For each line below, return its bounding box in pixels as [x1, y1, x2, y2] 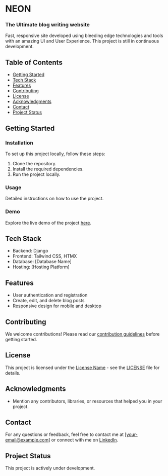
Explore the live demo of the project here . [5, 219, 92, 226]
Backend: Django [12, 248, 48, 254]
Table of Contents [5, 58, 63, 66]
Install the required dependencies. [12, 166, 84, 172]
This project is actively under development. [5, 465, 95, 471]
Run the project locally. [12, 171, 61, 177]
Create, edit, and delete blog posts [12, 298, 85, 304]
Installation [5, 139, 34, 146]
